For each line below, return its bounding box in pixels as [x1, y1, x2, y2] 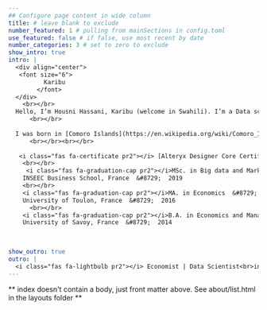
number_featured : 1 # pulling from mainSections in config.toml [8, 26, 226, 34]
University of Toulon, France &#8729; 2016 [22, 196, 176, 204]
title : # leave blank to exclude [8, 19, 119, 27]
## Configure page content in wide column [8, 11, 151, 20]
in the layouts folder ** [8, 293, 83, 302]
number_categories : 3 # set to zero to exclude [8, 41, 169, 49]
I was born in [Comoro [15, 130, 91, 138]
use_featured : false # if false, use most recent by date [8, 33, 204, 42]
